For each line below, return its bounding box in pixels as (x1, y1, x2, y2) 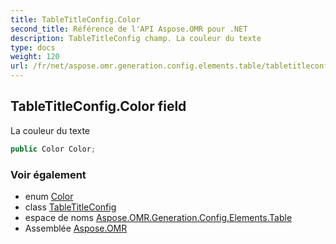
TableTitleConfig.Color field (10, 98, 187, 115)
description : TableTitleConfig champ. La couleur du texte (10, 33, 262, 43)
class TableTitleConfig (24, 201, 117, 213)
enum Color (24, 190, 74, 202)
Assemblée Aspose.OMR (24, 222, 128, 234)
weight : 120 (10, 52, 60, 62)
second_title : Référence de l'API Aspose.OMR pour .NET (10, 24, 248, 34)
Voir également (10, 167, 87, 181)
